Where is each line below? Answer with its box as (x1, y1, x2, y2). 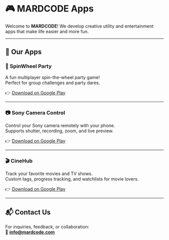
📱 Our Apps (5, 48, 42, 56)
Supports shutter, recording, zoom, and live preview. (5, 128, 114, 134)
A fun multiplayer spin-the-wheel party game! (5, 74, 100, 80)
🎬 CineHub (5, 157, 33, 164)
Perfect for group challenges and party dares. (5, 79, 100, 86)
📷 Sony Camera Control (5, 109, 65, 116)
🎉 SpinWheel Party (5, 63, 52, 70)
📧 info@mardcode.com (5, 229, 55, 235)
